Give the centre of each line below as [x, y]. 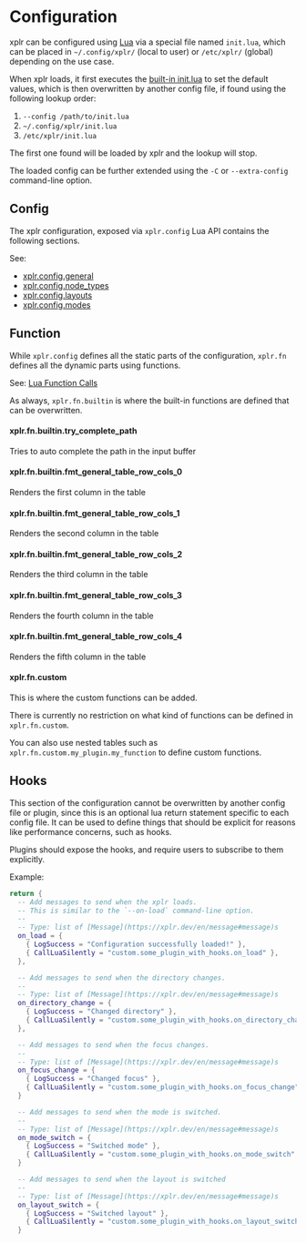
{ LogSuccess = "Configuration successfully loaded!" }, [136, 944]
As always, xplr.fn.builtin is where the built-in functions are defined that [149, 400]
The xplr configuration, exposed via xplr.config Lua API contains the [139, 230]
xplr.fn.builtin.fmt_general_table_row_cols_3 [96, 595]
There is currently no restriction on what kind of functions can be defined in [152, 715]
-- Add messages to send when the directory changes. [122, 978]
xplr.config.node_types [66, 285]
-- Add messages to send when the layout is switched [122, 1180]
